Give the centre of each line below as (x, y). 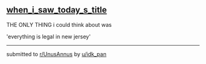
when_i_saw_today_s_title (57, 10)
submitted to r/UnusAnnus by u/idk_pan (56, 54)
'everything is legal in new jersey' (48, 37)
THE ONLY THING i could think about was (59, 24)
